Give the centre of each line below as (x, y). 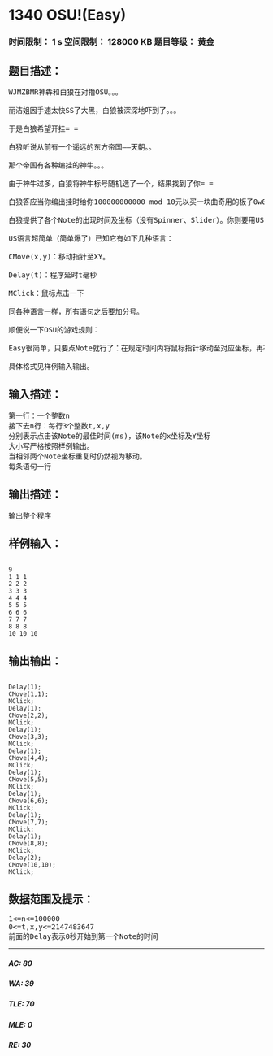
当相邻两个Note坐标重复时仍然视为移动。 (78, 456)
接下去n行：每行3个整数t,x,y (59, 426)
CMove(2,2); (28, 716)
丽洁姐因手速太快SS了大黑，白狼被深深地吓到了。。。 (95, 110)
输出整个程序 (30, 515)
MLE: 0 (20, 1024)
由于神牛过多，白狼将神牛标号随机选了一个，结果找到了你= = (111, 183)
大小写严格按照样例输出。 (51, 446)
